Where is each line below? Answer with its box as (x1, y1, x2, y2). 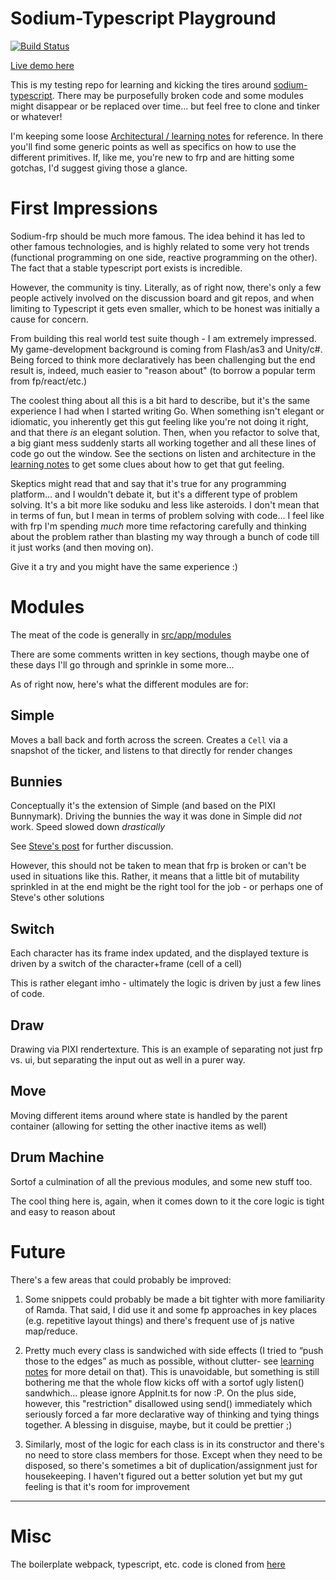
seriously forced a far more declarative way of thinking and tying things (24, 1408, 320, 1420)
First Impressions (10, 197, 158, 220)
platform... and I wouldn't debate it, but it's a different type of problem (10, 488, 298, 500)
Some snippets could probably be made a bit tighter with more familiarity (24, 1293, 326, 1305)
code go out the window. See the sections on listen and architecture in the (10, 447, 317, 459)
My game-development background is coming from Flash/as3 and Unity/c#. (10, 343, 323, 355)
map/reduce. (24, 1325, 78, 1337)
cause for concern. (10, 313, 89, 325)
